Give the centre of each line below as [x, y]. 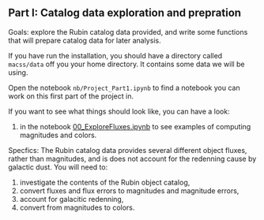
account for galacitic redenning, [72, 199]
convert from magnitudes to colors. [77, 207]
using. [18, 72]
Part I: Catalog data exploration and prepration [125, 13]
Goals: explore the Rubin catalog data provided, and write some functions [128, 32]
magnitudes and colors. [58, 135]
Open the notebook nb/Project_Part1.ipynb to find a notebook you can [124, 88]
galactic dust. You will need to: [58, 167]
